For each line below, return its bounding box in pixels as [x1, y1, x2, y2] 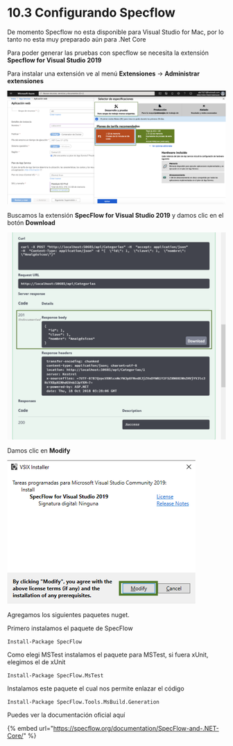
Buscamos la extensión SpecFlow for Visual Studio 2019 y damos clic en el [7, 211, 224, 220]
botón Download [7, 218, 55, 227]
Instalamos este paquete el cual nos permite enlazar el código [7, 684, 185, 693]
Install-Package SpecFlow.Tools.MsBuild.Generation [7, 699, 159, 706]
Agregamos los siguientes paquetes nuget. [7, 611, 130, 619]
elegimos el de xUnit [7, 658, 66, 666]
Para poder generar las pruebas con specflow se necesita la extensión [7, 49, 209, 57]
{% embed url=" [7, 725, 54, 733]
